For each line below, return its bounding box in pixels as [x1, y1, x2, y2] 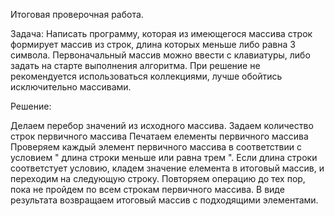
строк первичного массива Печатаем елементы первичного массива [10, 130, 309, 142]
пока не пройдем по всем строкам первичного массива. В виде [10, 184, 285, 195]
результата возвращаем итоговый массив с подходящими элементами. [10, 194, 319, 206]
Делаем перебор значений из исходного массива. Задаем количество [10, 120, 314, 131]
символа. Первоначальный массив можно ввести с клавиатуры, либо [10, 49, 311, 61]
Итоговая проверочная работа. [10, 9, 144, 20]
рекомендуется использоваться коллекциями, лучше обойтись [10, 70, 283, 82]
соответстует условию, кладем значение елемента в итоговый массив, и [10, 162, 325, 174]
